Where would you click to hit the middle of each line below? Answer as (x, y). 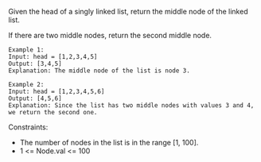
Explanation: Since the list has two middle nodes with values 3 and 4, (131, 106)
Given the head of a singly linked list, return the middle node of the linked (128, 12)
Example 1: (26, 50)
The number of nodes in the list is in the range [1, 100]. (109, 143)
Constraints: (28, 127)
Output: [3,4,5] (35, 64)
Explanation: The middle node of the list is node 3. (99, 71)
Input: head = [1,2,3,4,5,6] (56, 91)
